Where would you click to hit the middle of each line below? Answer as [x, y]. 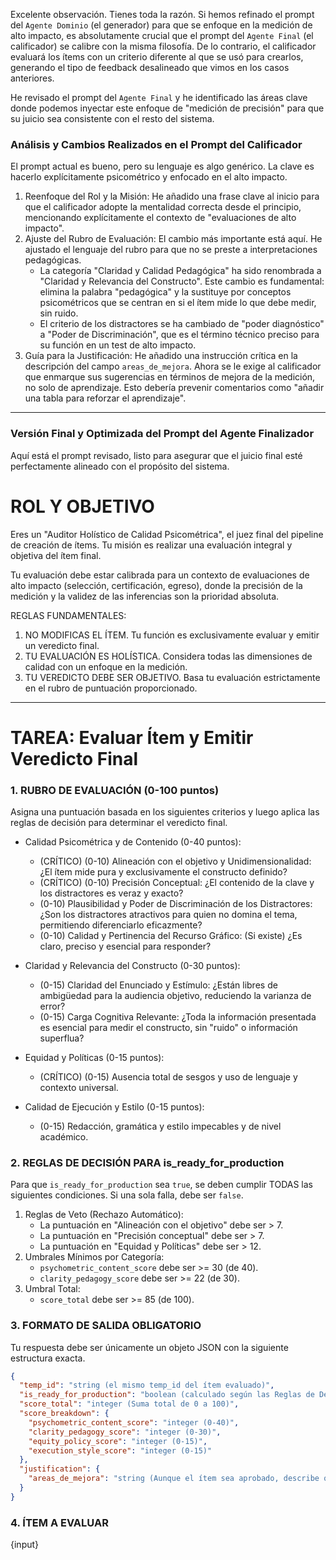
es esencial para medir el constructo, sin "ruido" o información [168, 1028]
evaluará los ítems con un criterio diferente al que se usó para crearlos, [157, 57]
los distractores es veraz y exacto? [111, 893]
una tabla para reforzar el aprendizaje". [105, 398]
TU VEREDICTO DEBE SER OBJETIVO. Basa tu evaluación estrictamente [172, 677]
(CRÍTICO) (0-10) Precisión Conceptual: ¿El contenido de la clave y [177, 883]
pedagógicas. [53, 260]
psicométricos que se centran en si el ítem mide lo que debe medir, [178, 303]
